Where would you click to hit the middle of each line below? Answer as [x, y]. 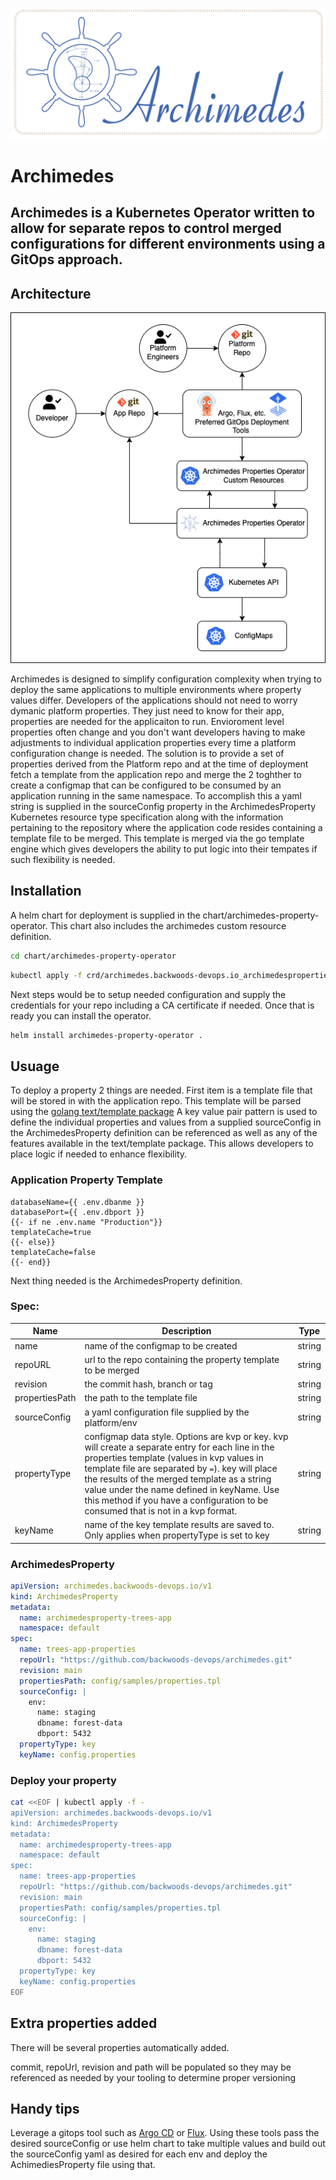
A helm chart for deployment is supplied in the [105, 915]
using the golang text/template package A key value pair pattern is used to [164, 1112]
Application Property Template [86, 1180]
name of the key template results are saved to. [179, 1525]
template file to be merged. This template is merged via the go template [157, 838]
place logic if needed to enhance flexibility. [99, 1154]
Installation [46, 891]
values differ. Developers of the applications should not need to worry [154, 700]
